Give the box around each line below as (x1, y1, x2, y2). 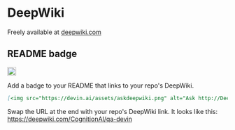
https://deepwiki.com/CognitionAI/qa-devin (7, 115, 133, 123)
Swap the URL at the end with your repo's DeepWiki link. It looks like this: (7, 107, 218, 115)
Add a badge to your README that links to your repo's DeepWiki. (7, 81, 194, 90)
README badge (7, 48, 78, 60)
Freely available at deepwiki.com (7, 28, 101, 36)
